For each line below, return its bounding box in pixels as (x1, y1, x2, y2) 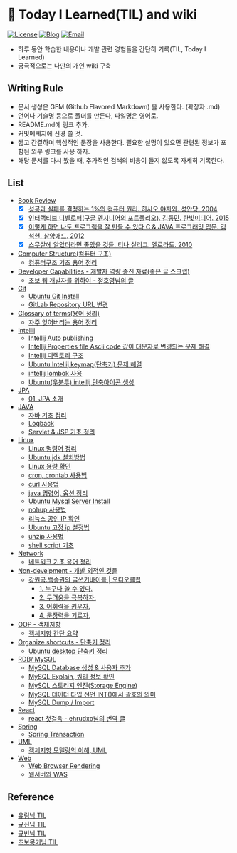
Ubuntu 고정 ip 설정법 (28, 523, 90, 532)
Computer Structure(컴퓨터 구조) (17, 249, 112, 258)
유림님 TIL (17, 811, 47, 819)
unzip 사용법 (28, 532, 64, 540)
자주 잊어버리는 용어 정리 (28, 318, 98, 326)
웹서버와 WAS (28, 769, 68, 778)
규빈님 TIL (17, 829, 47, 837)
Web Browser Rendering (28, 761, 100, 770)
